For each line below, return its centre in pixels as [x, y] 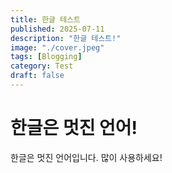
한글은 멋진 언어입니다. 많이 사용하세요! [86, 157]
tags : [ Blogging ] [46, 57]
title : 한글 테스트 [45, 19]
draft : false [37, 76]
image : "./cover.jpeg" [57, 47]
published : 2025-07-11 [57, 29]
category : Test [42, 66]
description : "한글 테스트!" [66, 38]
